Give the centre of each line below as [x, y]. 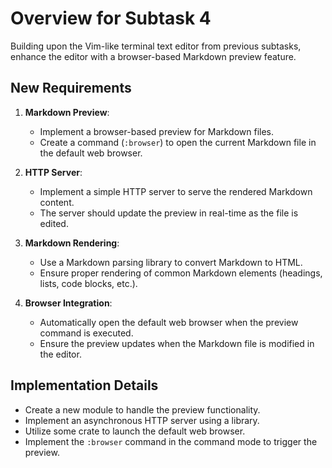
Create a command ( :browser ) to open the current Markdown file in [178, 142]
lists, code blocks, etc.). [88, 283]
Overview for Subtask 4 [111, 18]
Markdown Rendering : [72, 243]
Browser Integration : [68, 303]
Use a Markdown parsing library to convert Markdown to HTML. [171, 262]
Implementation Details [84, 385]
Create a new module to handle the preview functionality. [142, 409]
